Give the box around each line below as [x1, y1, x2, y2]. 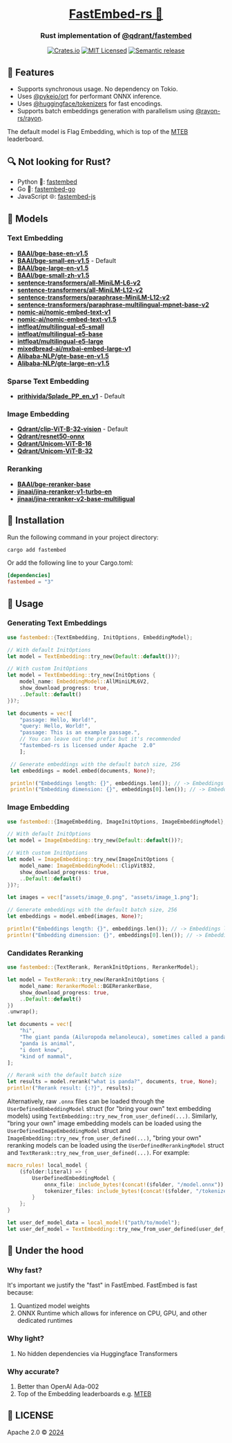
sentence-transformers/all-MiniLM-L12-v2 [17, 286, 143, 294]
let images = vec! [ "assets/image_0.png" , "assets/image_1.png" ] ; [7, 894, 199, 901]
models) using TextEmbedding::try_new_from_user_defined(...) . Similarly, [7, 1112, 217, 1121]
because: [7, 1288, 34, 1297]
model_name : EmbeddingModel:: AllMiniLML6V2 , [19, 678, 150, 686]
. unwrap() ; [7, 1008, 39, 1016]
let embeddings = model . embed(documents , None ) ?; [10, 767, 156, 774]
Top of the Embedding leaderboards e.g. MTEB [17, 1390, 152, 1398]
